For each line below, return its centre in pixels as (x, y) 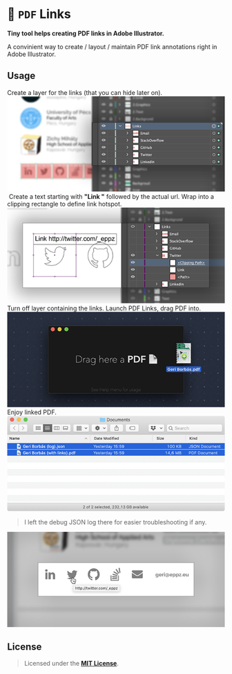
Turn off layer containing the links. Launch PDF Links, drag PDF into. (104, 308)
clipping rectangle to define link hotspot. (65, 204)
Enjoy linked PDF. (32, 412)
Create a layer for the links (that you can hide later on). (85, 92)
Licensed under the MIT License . (71, 664)
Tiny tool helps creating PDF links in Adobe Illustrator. (86, 33)
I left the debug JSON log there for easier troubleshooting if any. (115, 522)
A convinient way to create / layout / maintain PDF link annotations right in (112, 46)
